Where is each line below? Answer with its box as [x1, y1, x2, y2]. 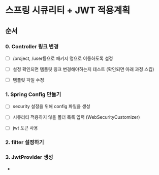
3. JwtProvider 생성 [5, 154, 53, 161]
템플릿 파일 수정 [12, 77, 44, 83]
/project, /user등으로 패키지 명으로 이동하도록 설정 [12, 55, 113, 61]
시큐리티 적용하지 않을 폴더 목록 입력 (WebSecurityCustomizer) [12, 114, 140, 120]
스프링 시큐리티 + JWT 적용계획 [5, 5, 131, 16]
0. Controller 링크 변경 [5, 43, 59, 50]
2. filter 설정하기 [5, 139, 44, 146]
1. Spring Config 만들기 [5, 91, 61, 98]
